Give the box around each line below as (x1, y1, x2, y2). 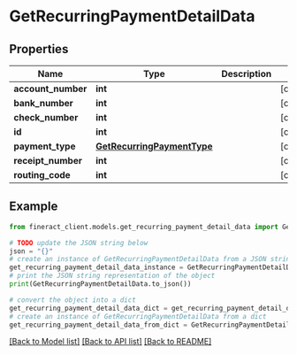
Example (9, 199, 58, 214)
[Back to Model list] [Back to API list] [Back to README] (9, 336, 212, 347)
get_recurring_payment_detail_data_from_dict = (9, 320, 188, 329)
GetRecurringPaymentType (95, 140, 213, 152)
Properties (9, 42, 69, 57)
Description (220, 68, 272, 80)
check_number (13, 112, 79, 123)
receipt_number (13, 155, 82, 166)
